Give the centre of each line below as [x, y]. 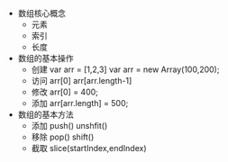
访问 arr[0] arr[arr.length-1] [82, 81]
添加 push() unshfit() [69, 126]
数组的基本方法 [46, 114]
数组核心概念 [41, 13]
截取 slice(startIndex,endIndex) [89, 148]
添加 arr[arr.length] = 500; [80, 103]
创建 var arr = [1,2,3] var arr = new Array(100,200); [125, 69]
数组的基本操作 [46, 58]
